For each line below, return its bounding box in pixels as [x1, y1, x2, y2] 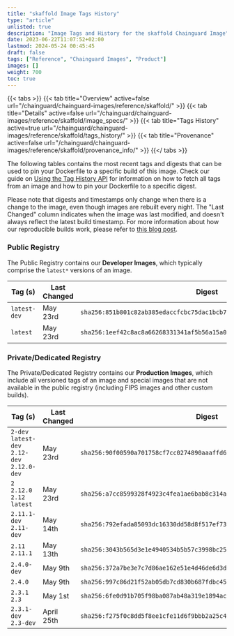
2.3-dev [10, 619, 36, 627]
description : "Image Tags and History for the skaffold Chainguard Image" [7, 29, 229, 37]
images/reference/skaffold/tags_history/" [7, 131, 125, 140]
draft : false [7, 50, 45, 57]
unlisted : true [7, 23, 52, 30]
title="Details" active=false [7, 109, 84, 117]
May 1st [42, 591, 70, 600]
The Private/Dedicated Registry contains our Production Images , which [7, 368, 213, 377]
